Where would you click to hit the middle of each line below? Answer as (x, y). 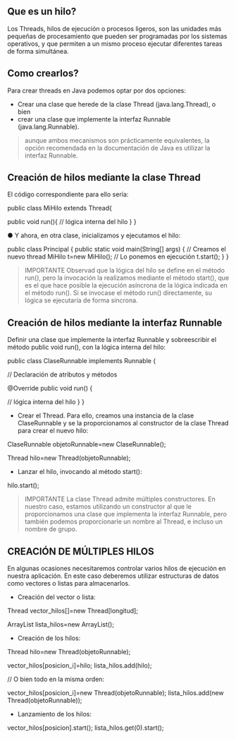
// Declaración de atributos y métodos (62, 374)
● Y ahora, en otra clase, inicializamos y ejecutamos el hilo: (94, 235)
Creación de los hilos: (49, 638)
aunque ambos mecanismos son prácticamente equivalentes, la (117, 140)
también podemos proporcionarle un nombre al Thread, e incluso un (124, 521)
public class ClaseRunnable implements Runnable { (82, 361)
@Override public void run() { (50, 389)
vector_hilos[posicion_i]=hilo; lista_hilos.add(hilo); (80, 666)
